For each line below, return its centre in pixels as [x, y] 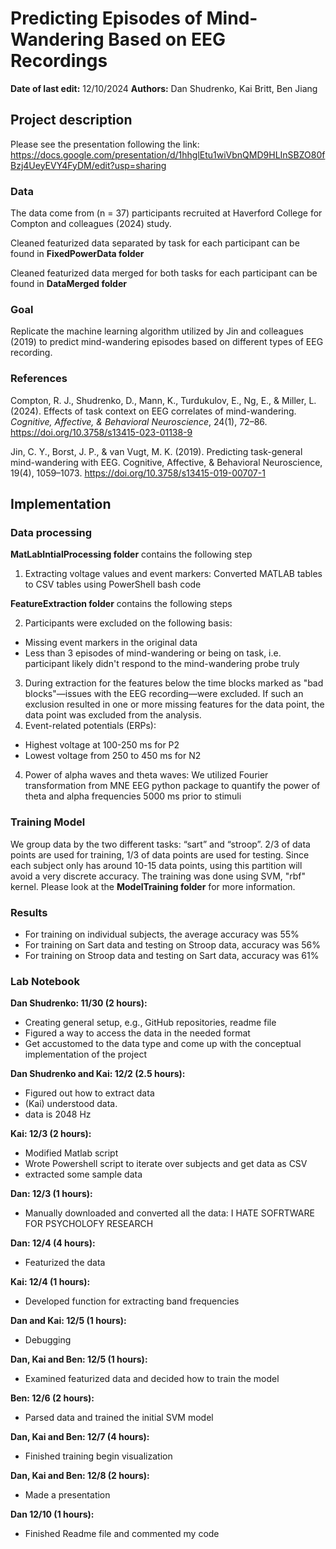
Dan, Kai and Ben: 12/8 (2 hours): [80, 1476]
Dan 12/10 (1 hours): [52, 1514]
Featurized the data [65, 1263]
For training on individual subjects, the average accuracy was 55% [162, 934]
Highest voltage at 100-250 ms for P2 [102, 745]
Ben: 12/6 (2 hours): [52, 1398]
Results [29, 912]
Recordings [59, 61]
